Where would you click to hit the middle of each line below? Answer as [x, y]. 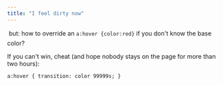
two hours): [23, 63]
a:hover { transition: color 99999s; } [64, 76]
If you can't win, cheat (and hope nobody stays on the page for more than [111, 56]
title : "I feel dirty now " [46, 13]
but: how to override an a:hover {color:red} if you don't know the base [110, 33]
